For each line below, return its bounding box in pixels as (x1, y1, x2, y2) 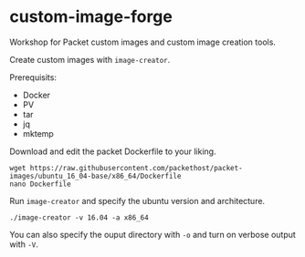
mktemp (22, 128, 55, 139)
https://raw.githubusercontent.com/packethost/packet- (29, 163, 244, 172)
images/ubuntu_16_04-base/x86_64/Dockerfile (9, 171, 182, 180)
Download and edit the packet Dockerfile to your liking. (9, 146, 216, 157)
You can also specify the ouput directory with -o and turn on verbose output (9, 229, 297, 240)
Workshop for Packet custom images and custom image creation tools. (9, 36, 277, 47)
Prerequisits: (9, 71, 58, 83)
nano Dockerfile (9, 180, 71, 189)
